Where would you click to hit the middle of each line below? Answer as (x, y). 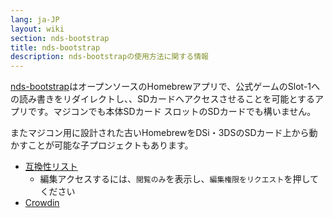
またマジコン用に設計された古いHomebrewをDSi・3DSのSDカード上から (160, 133)
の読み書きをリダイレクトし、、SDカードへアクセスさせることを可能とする (162, 99)
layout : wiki (37, 29)
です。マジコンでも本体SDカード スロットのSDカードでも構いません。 (172, 112)
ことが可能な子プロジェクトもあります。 (110, 145)
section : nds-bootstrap (60, 38)
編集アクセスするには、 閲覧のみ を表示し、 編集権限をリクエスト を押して (179, 179)
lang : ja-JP (35, 19)
